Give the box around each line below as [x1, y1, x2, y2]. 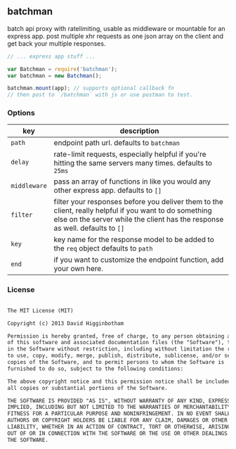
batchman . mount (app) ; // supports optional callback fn [7, 84, 174, 92]
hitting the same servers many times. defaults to [53, 158, 213, 168]
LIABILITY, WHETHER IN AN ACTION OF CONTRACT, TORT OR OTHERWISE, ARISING [7, 424, 231, 431]
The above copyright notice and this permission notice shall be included [7, 378, 231, 385]
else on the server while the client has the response [53, 215, 224, 224]
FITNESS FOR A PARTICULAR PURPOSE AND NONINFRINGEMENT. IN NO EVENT [7, 410, 212, 417]
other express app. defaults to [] [53, 186, 162, 196]
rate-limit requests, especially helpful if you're [53, 149, 206, 159]
